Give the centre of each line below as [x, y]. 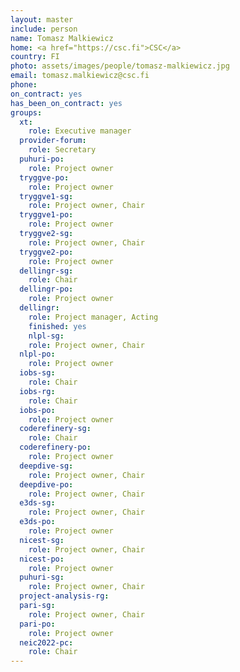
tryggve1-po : [46, 215]
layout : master [42, 19]
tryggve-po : [44, 177]
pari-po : [37, 624]
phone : [24, 85]
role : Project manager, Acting [93, 317]
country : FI [35, 57]
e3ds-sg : [37, 503]
